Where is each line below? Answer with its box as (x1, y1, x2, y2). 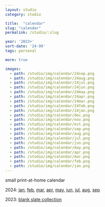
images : (5, 66, 21, 71)
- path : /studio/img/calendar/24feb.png (9, 103, 95, 108)
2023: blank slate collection (5, 196, 62, 202)
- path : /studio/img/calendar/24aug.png (9, 76, 95, 81)
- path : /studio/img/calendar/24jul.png (9, 80, 95, 85)
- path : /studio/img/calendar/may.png (9, 145, 91, 150)
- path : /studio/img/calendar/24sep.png (9, 71, 95, 76)
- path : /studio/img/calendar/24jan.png (9, 108, 95, 113)
